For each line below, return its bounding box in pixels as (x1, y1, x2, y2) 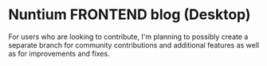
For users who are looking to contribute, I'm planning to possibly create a (8, 32, 249, 41)
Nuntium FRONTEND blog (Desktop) (8, 6, 251, 24)
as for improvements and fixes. (8, 49, 110, 58)
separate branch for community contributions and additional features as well (8, 40, 260, 49)
